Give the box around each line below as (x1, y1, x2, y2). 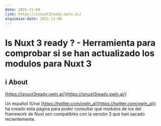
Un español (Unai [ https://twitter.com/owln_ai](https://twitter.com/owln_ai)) (5, 101, 156, 106)
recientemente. (5, 116, 36, 122)
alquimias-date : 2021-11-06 (5, 16, 62, 21)
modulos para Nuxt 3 (5, 58, 92, 69)
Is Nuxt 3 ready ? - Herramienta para (5, 37, 156, 48)
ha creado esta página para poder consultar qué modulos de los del (5, 106, 141, 112)
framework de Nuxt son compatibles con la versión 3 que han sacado (5, 111, 145, 117)
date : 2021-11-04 (5, 7, 40, 12)
